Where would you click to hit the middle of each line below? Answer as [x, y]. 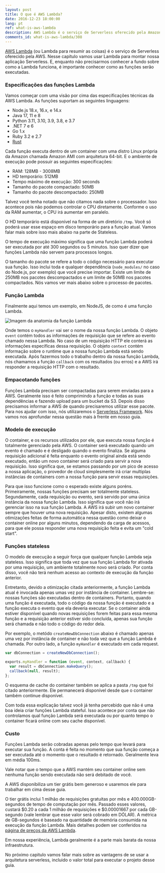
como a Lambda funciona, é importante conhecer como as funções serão [80, 66]
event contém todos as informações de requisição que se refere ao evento [80, 336]
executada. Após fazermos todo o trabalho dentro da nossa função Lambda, [82, 356]
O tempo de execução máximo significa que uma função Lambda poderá [79, 242]
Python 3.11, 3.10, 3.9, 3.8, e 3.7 [43, 121]
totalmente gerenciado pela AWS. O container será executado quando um [80, 446]
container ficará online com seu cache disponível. [55, 721]
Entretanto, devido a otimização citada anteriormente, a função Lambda [78, 587]
